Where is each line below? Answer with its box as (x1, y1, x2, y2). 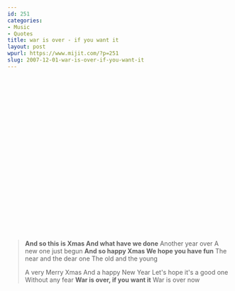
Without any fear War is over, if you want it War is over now (24, 275, 200, 284)
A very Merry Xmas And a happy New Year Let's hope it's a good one (24, 268, 229, 276)
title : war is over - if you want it (7, 37, 119, 44)
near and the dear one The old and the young (24, 254, 158, 263)
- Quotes (7, 30, 33, 38)
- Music (7, 23, 31, 30)
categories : (7, 17, 43, 24)
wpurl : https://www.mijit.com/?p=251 (7, 50, 119, 57)
